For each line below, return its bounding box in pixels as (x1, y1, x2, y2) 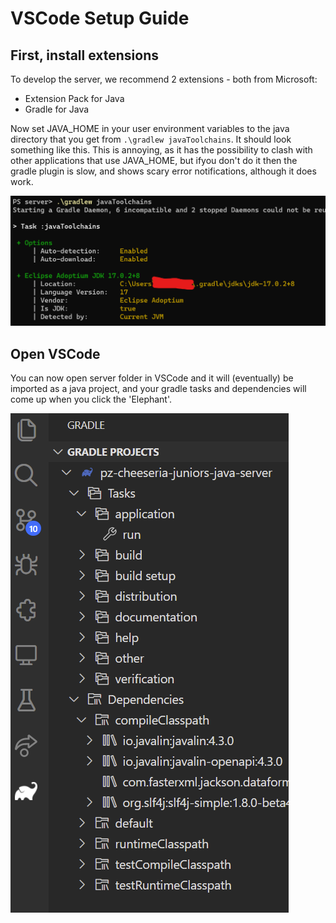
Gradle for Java (24, 103, 90, 115)
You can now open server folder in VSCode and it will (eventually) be (10, 372, 294, 384)
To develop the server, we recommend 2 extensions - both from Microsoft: (10, 73, 318, 85)
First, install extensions (10, 47, 160, 64)
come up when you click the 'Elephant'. (10, 393, 173, 405)
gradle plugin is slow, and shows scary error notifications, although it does (10, 165, 317, 177)
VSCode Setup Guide (10, 7, 190, 30)
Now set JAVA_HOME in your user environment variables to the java (10, 123, 290, 134)
